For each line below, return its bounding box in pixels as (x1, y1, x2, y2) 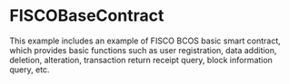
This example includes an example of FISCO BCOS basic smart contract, (9, 35, 282, 46)
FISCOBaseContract (9, 5, 164, 26)
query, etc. (9, 64, 50, 75)
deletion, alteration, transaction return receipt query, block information (9, 54, 273, 65)
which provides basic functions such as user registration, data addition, (9, 44, 277, 55)
